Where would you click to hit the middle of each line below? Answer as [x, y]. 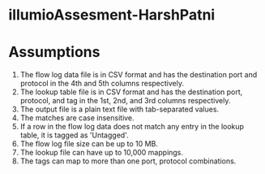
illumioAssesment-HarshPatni [112, 15]
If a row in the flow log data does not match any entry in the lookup [132, 127]
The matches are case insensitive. [77, 118]
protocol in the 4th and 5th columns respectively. [102, 84]
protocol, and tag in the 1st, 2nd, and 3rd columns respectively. [125, 101]
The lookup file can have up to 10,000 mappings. [102, 153]
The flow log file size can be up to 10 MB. [89, 144]
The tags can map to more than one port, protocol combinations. [128, 161]
